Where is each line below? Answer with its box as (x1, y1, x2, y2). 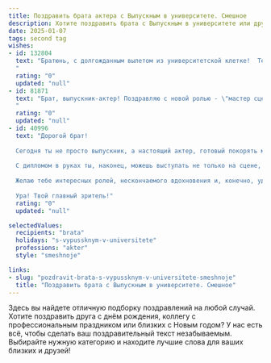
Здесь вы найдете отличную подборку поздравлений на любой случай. (8, 303, 256, 313)
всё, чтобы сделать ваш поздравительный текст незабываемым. (8, 328, 232, 339)
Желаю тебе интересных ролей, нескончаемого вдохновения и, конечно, (15, 177, 254, 186)
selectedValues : (8, 221, 63, 230)
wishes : (8, 42, 35, 50)
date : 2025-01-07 (8, 27, 67, 35)
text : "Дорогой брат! (15, 131, 89, 140)
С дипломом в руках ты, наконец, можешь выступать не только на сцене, (15, 162, 262, 170)
